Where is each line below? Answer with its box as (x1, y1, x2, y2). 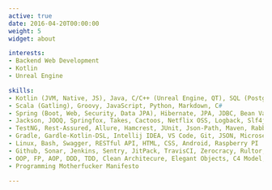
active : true (8, 11, 53, 20)
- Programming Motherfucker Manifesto (8, 162, 139, 171)
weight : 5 (8, 27, 42, 35)
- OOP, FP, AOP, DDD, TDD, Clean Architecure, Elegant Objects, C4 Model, (8, 154, 266, 162)
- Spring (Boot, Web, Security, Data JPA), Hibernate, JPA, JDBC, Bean (8, 109, 255, 118)
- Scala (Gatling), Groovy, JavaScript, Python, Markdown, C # (8, 101, 223, 110)
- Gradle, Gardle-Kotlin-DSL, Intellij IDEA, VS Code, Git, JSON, (8, 132, 237, 140)
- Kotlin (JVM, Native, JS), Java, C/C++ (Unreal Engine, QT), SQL (8, 94, 241, 102)
